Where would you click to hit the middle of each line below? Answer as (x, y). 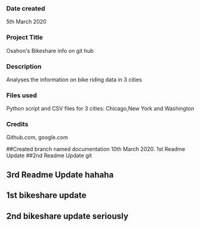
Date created (26, 8)
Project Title (25, 38)
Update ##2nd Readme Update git (49, 155)
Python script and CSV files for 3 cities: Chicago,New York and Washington (100, 109)
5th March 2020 (26, 22)
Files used (22, 95)
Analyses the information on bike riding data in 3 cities (74, 80)
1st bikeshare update (46, 195)
